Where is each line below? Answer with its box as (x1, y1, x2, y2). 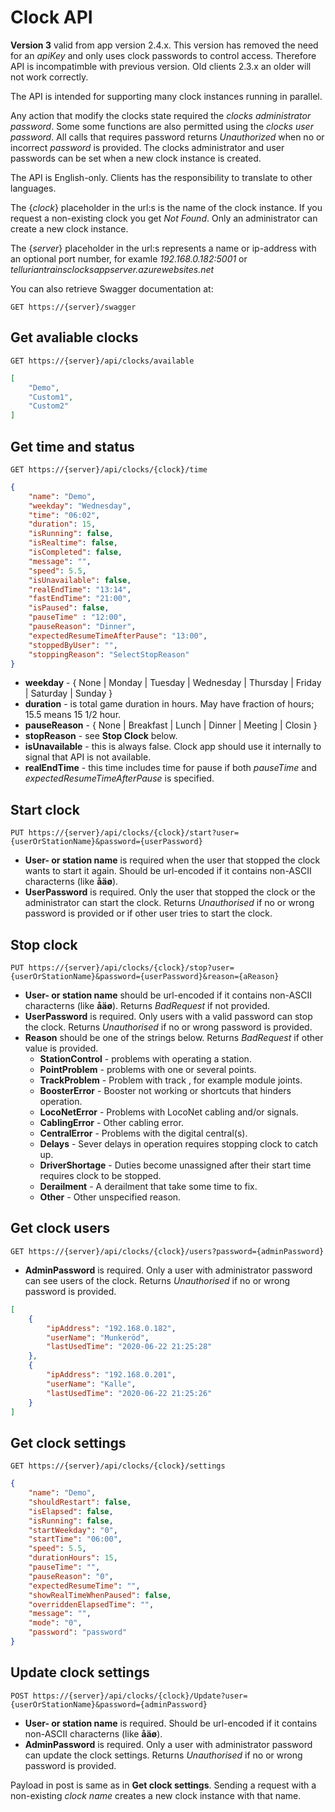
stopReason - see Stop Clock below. (24, 730, 178, 742)
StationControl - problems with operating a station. (39, 1053, 252, 1065)
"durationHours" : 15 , (28, 1553, 118, 1563)
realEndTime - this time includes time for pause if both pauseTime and (24, 762, 318, 774)
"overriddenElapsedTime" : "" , (28, 1599, 155, 1610)
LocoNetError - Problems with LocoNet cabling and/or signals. (39, 1106, 299, 1118)
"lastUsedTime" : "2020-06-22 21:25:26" (46, 1388, 213, 1398)
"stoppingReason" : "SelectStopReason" (28, 649, 190, 660)
